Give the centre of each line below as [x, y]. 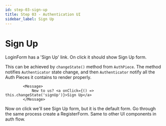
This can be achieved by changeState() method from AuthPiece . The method [83, 67]
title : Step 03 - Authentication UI [43, 14]
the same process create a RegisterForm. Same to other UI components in [81, 114]
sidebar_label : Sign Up [30, 19]
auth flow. [15, 119]
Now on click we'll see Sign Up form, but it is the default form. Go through [81, 109]
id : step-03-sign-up [27, 10]
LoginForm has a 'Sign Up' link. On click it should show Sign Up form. [76, 57]
